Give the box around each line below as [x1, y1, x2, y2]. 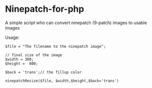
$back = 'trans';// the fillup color [5, 70, 82, 75]
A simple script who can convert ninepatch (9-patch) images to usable [5, 20, 148, 26]
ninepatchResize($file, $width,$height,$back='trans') [5, 78, 119, 83]
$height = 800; [5, 61, 38, 66]
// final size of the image [5, 53, 63, 58]
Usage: [5, 34, 20, 40]
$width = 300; [5, 57, 34, 62]
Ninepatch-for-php [5, 3, 85, 15]
